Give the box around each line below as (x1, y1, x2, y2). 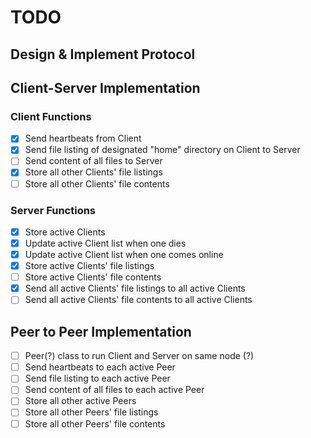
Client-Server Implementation (10, 79, 201, 96)
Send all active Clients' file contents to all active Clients (24, 294, 253, 306)
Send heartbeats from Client (24, 132, 142, 145)
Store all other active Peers (24, 395, 137, 407)
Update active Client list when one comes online (24, 249, 224, 260)
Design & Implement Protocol (10, 46, 196, 63)
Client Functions (10, 109, 92, 123)
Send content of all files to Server (24, 155, 163, 167)
